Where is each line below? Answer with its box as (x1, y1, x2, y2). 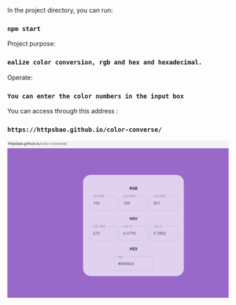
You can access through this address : (7, 106, 118, 115)
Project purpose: (7, 39, 56, 48)
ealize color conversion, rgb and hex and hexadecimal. (7, 58, 202, 66)
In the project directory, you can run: (7, 6, 113, 14)
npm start (7, 25, 41, 32)
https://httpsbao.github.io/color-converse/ (7, 125, 162, 133)
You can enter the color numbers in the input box (7, 92, 184, 100)
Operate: (7, 73, 33, 82)
